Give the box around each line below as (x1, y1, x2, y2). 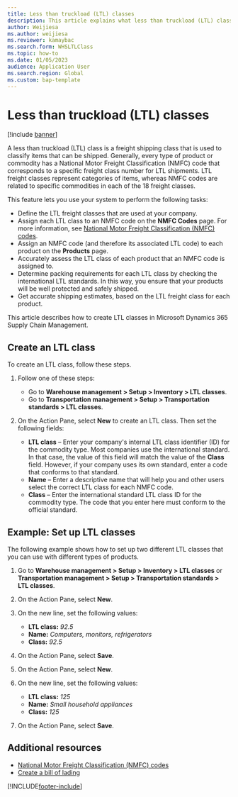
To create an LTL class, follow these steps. (7, 360, 132, 369)
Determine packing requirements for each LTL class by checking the (17, 269, 217, 278)
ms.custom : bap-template (7, 76, 81, 84)
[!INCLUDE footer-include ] (7, 781, 83, 791)
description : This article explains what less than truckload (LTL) (7, 17, 214, 24)
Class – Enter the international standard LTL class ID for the (28, 491, 202, 499)
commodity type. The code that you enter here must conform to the (28, 498, 226, 507)
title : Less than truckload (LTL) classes (7, 10, 135, 18)
